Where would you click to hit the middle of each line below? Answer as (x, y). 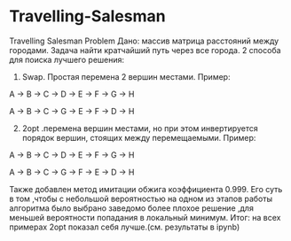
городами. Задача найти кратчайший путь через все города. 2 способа (145, 50)
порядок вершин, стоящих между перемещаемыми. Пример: (139, 137)
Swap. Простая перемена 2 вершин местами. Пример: (126, 76)
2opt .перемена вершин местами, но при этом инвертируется (140, 128)
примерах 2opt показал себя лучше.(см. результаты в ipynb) (125, 227)
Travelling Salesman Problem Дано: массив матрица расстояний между (144, 41)
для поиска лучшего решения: (67, 59)
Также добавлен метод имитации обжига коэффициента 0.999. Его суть (146, 189)
